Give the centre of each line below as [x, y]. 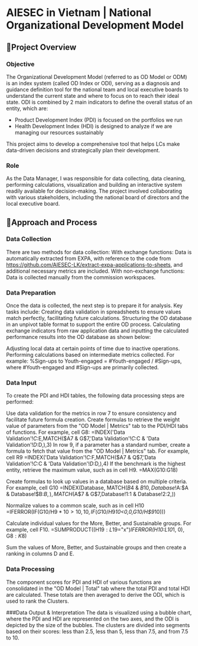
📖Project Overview [41, 47]
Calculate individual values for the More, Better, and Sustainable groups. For [99, 523]
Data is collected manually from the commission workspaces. [81, 277]
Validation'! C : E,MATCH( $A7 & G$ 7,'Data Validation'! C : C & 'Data [83, 439]
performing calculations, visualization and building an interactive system [94, 185]
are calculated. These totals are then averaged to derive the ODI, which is [95, 594]
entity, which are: [27, 108]
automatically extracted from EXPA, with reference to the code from [89, 258]
